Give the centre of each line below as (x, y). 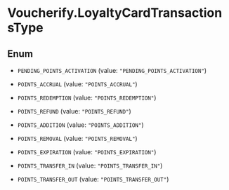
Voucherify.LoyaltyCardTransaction (115, 13)
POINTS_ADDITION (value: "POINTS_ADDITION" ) (80, 125)
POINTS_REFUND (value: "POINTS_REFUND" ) (74, 111)
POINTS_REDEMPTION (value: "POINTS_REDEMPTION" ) (87, 97)
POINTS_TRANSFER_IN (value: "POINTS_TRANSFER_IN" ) (90, 165)
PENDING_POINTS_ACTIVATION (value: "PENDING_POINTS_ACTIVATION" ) (112, 70)
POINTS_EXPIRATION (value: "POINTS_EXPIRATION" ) (87, 152)
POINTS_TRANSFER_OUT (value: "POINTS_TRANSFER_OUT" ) (93, 179)
